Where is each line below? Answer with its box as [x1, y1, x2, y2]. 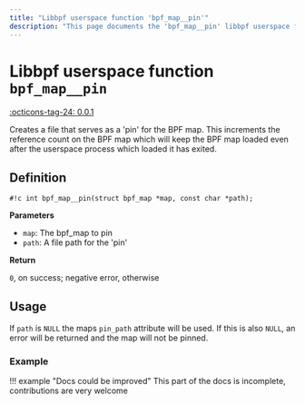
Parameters [9, 210, 54, 221]
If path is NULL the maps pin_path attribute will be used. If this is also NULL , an [9, 323, 296, 334]
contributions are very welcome [9, 385, 129, 396]
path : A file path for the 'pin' [22, 237, 128, 248]
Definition [9, 170, 66, 185]
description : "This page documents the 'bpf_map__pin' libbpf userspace [9, 22, 290, 31]
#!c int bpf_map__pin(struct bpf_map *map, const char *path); [9, 194, 254, 203]
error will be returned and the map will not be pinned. [9, 332, 209, 343]
